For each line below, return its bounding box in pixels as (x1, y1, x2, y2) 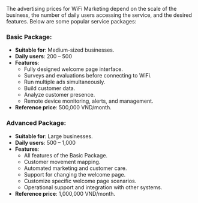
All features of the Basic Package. (23, 151, 108, 159)
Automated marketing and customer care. (23, 165, 127, 172)
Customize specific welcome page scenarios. (23, 177, 137, 184)
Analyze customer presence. (23, 91, 95, 98)
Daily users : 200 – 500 (14, 53, 72, 60)
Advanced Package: (6, 119, 67, 127)
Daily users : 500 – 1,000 (14, 139, 76, 146)
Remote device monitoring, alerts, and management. (23, 97, 154, 105)
